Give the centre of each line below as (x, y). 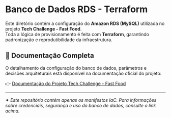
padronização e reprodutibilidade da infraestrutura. (59, 40)
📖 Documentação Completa (50, 56)
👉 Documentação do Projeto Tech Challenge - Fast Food (66, 83)
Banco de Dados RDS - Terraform (77, 9)
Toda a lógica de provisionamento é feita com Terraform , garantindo (77, 34)
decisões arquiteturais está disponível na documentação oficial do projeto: (83, 73)
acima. (12, 111)
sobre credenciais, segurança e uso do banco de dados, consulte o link (81, 105)
